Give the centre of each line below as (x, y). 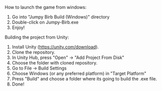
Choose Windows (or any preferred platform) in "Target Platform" (79, 73)
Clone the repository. (33, 52)
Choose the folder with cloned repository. (55, 63)
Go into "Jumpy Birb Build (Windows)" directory (61, 17)
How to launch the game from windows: (46, 7)
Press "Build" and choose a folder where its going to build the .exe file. (84, 79)
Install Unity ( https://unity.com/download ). (55, 47)
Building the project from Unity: (37, 37)
